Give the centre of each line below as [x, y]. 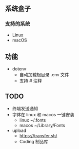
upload [19, 130]
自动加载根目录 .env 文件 [44, 74]
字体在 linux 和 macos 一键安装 [43, 115]
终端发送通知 [25, 108]
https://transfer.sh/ [38, 136]
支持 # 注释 [31, 81]
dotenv [19, 69]
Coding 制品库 [34, 142]
